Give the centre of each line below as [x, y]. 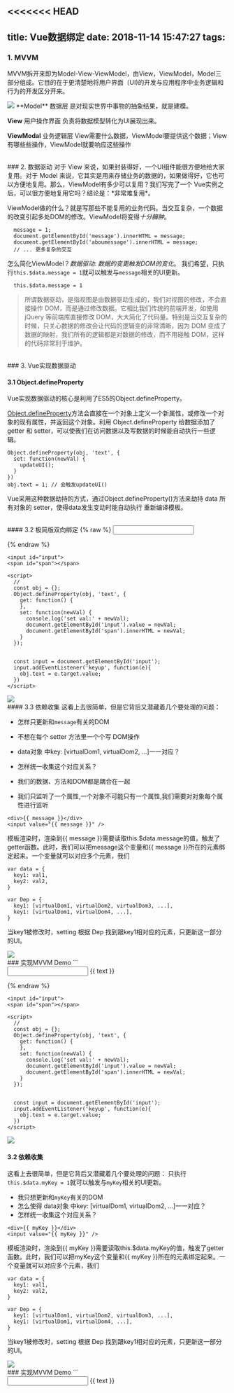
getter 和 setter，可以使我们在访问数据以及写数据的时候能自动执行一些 [109, 431]
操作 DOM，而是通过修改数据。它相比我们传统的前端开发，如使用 [124, 308]
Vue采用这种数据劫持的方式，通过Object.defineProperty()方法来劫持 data [112, 499]
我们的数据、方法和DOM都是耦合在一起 [74, 782]
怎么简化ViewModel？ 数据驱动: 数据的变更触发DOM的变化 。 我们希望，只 [113, 264]
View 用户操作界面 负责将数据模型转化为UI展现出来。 [84, 121]
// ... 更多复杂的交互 [43, 250]
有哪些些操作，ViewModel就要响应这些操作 [69, 145]
